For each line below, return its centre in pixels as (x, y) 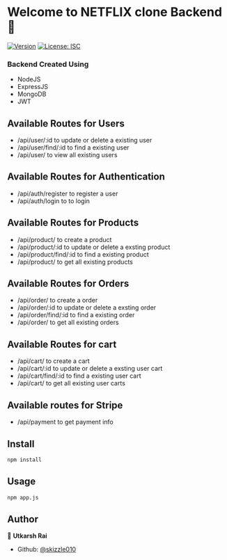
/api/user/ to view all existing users (67, 155)
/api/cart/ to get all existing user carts (71, 383)
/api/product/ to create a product (64, 239)
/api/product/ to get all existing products (75, 262)
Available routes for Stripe (65, 405)
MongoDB (32, 94)
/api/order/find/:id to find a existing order (76, 315)
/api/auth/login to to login (54, 201)
